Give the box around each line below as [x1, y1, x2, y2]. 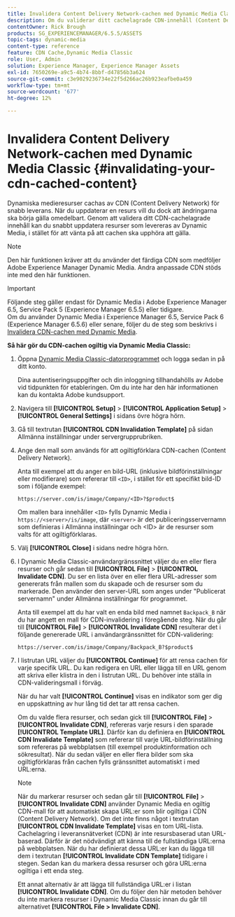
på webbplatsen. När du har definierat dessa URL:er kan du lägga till [17, 844, 215, 853]
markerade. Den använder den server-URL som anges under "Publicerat [17, 587, 226, 595]
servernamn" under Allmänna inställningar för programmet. [17, 594, 187, 603]
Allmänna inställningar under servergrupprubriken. [17, 432, 163, 441]
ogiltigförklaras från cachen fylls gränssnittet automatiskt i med [17, 757, 200, 766]
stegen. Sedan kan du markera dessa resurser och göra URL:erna [17, 859, 207, 867]
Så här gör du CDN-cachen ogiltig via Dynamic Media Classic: [7, 341, 191, 349]
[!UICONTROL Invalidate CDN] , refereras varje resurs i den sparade [17, 720, 213, 729]
